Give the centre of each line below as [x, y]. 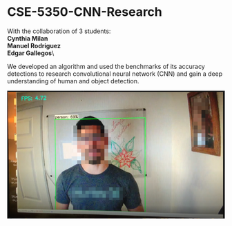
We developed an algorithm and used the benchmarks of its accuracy [106, 66]
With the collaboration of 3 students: [59, 31]
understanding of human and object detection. [73, 81]
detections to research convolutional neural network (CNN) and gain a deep [115, 74]
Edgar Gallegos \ [31, 53]
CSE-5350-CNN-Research [85, 12]
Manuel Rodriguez [34, 45]
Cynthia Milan [28, 38]
